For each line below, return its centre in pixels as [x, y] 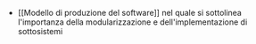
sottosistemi [40, 31]
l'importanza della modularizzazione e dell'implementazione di [132, 22]
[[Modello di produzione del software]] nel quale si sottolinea [130, 13]
